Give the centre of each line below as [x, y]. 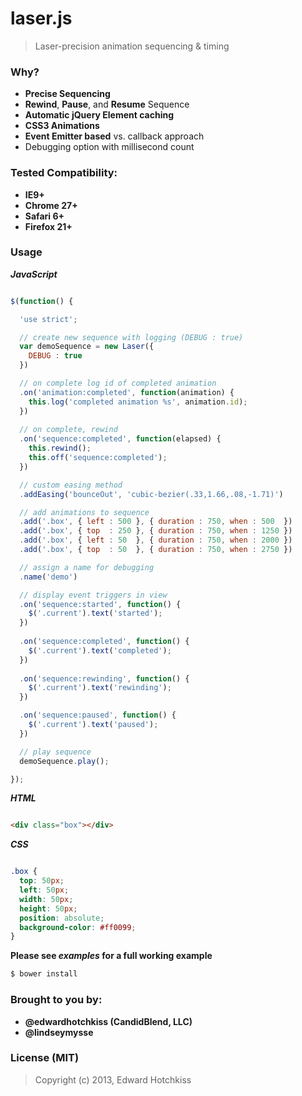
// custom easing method [71, 485]
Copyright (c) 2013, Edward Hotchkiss [113, 1079]
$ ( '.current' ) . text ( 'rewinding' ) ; [100, 688]
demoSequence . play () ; [64, 761]
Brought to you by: [56, 1000]
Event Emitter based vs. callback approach [114, 136]
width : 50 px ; [46, 899]
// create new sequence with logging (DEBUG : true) [131, 337]
